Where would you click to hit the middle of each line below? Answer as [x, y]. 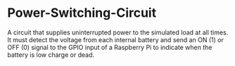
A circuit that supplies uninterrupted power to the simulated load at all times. [118, 32]
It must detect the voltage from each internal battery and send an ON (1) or [115, 39]
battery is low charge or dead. [51, 55]
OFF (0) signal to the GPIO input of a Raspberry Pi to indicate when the [110, 47]
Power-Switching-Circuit [82, 13]
